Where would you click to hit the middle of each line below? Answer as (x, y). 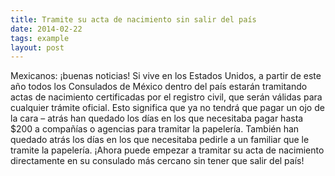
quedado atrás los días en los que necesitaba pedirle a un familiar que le (160, 140)
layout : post (37, 47)
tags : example (40, 38)
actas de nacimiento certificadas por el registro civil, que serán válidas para (166, 97)
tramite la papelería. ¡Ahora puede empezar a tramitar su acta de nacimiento (167, 150)
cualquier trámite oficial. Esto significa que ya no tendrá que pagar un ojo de (167, 108)
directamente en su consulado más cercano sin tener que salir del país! (157, 161)
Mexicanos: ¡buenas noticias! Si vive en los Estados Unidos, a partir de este (166, 76)
